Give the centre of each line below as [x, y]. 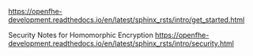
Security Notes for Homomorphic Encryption [81, 35]
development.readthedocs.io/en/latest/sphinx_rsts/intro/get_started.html [126, 20]
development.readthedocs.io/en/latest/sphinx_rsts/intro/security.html [121, 43]
